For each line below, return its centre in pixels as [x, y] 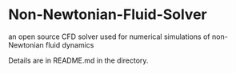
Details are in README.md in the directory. [78, 60]
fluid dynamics [70, 44]
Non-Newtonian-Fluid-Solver [108, 15]
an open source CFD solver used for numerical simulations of [109, 36]
